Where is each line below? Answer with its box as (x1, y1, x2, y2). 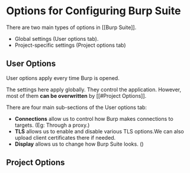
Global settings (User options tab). (14, 35, 99, 42)
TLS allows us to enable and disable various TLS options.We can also (14, 127, 185, 134)
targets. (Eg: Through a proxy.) (14, 121, 90, 129)
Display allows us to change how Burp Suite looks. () (14, 140, 144, 148)
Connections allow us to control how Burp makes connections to (14, 115, 173, 122)
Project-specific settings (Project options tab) (14, 41, 126, 49)
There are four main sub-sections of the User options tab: (6, 104, 147, 111)
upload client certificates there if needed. (14, 134, 116, 141)
